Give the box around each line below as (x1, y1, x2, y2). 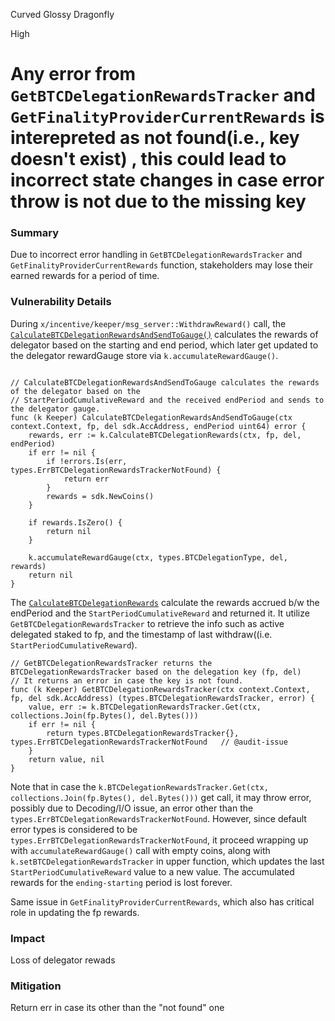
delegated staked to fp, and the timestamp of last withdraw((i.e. (10, 628, 273, 640)
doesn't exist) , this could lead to (10, 148, 287, 171)
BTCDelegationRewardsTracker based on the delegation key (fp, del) (10, 667, 302, 677)
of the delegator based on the (10, 386, 141, 396)
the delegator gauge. (10, 404, 101, 414)
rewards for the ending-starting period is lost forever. (10, 876, 233, 888)
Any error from (10, 63, 137, 86)
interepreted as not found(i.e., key (10, 127, 300, 149)
